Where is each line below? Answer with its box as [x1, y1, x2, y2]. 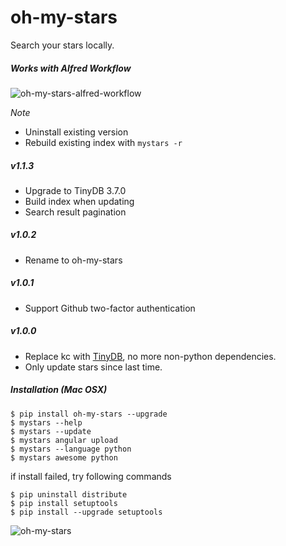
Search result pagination [24, 206, 127, 218]
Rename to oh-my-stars [24, 254, 123, 266]
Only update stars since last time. [24, 361, 163, 373]
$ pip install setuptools [10, 498, 118, 508]
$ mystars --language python [10, 444, 132, 454]
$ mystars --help [10, 417, 83, 428]
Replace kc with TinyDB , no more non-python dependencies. [24, 350, 277, 362]
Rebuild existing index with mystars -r [24, 136, 183, 148]
